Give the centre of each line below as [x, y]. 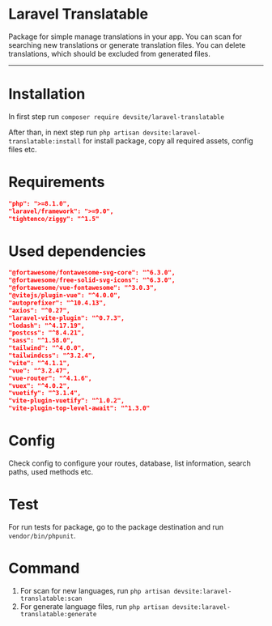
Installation [47, 94]
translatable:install [45, 141]
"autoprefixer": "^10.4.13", [57, 303]
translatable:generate [58, 614]
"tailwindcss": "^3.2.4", [52, 356]
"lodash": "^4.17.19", [47, 326]
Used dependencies [77, 251]
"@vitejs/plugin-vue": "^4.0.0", [65, 296]
